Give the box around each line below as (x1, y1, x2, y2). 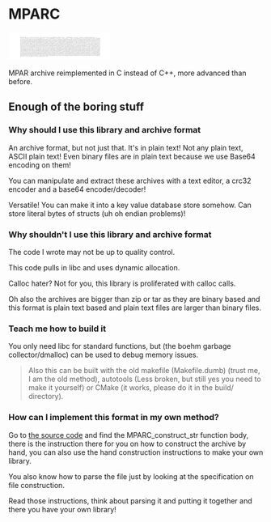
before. (8, 76, 33, 86)
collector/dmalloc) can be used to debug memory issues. (8, 350, 199, 360)
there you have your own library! (8, 504, 117, 514)
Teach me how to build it (8, 323, 107, 334)
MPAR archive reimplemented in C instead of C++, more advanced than (8, 68, 247, 78)
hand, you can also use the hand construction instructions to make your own (8, 447, 264, 457)
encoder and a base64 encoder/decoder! (8, 184, 146, 194)
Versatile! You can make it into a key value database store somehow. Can (8, 200, 252, 210)
